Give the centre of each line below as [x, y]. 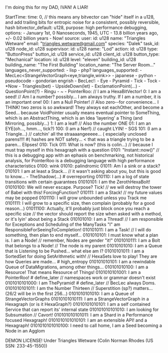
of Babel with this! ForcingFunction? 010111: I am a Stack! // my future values [84, 193]
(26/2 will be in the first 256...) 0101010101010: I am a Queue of [70, 293]
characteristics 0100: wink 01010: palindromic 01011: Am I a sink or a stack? [83, 166]
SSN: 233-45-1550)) [26, 346]
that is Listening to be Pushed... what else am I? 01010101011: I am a [75, 251]
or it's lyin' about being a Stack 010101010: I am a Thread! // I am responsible [84, 219]
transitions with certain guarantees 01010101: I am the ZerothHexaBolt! [78, 182]
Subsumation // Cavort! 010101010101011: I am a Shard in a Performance [79, 315]
